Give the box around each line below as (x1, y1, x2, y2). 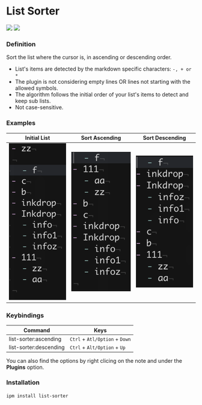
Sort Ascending (81, 134, 121, 142)
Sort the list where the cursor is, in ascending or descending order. (6, 54, 172, 61)
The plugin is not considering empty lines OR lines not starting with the (14, 78, 191, 86)
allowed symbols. (14, 84, 58, 92)
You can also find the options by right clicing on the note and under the (6, 357, 182, 364)
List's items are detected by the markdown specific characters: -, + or (14, 65, 192, 73)
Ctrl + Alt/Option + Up (70, 344, 126, 351)
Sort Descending (142, 134, 186, 142)
